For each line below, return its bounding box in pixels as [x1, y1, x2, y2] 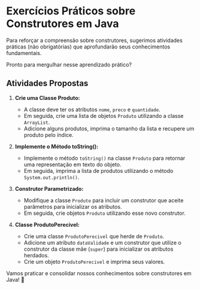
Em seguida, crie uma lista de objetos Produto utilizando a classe [23, 112, 184, 119]
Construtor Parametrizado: [14, 185, 84, 192]
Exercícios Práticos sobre [6, 4, 136, 18]
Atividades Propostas [6, 78, 89, 89]
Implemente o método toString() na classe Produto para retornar [23, 154, 186, 162]
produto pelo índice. [23, 131, 74, 138]
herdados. [23, 251, 49, 258]
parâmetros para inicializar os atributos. [23, 203, 122, 210]
